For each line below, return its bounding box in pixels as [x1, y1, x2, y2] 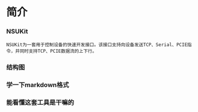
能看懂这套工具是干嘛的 [6, 98, 74, 107]
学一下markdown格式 [6, 81, 69, 89]
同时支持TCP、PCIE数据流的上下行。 [19, 49, 97, 55]
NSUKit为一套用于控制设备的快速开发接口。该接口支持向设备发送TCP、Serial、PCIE [6, 42, 188, 48]
